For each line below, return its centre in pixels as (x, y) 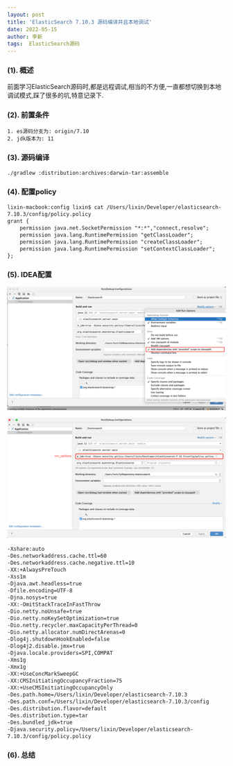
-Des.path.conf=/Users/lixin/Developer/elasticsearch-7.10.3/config (108, 702)
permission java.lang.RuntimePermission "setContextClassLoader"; (118, 249)
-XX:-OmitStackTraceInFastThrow (54, 605)
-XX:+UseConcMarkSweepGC (43, 674)
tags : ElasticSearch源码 (43, 44)
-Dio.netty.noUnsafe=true (44, 612)
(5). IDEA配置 (29, 275)
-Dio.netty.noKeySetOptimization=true (63, 619)
